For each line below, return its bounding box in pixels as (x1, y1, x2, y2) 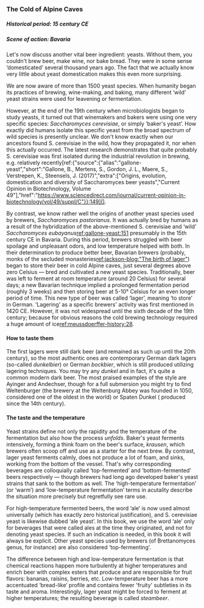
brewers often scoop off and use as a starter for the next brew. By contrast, (6, 447, 195, 454)
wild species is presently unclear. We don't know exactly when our (6, 133, 174, 141)
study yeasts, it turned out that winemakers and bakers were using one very (6, 114, 197, 121)
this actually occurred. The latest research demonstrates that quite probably (6, 146, 198, 154)
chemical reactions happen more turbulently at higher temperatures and (6, 562, 188, 569)
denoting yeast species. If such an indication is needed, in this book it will (6, 530, 191, 538)
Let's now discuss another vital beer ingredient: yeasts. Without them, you (6, 51, 193, 58)
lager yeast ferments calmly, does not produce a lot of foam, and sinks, (6, 453, 185, 461)
